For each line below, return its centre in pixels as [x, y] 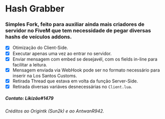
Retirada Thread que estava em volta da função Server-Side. [75, 81]
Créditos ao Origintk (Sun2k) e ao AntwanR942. [55, 111]
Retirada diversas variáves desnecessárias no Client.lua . [72, 86]
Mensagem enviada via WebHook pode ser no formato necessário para [86, 70]
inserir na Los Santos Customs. [45, 75]
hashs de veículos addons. [38, 37]
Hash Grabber [35, 9]
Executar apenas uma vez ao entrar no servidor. [62, 53]
